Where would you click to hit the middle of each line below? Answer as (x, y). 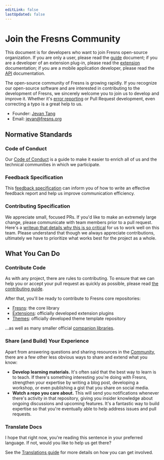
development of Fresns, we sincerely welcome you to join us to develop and (82, 93)
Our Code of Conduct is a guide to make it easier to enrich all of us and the (81, 159)
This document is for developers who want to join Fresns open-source (76, 52)
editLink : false (22, 10)
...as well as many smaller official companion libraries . (60, 328)
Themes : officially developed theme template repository (69, 319)
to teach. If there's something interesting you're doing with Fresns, (80, 377)
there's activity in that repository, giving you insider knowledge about (82, 398)
